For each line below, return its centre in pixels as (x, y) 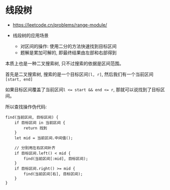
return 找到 (35, 128)
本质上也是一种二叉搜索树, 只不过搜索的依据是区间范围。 (64, 63)
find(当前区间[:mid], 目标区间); (56, 158)
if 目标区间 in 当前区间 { (40, 123)
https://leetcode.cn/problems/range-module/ (60, 25)
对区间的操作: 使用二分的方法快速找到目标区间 (68, 46)
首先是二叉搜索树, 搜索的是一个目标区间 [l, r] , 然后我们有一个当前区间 (79, 74)
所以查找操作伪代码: (26, 106)
